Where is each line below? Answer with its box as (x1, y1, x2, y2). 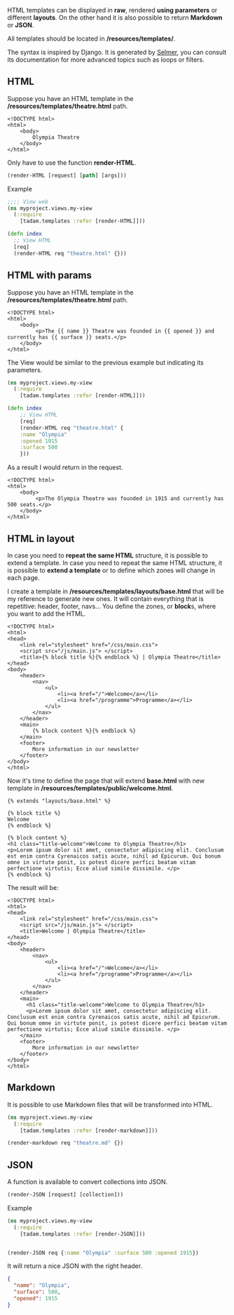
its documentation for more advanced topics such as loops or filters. (7, 55, 205, 64)
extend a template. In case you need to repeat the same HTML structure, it (7, 558, 223, 567)
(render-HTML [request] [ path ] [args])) (7, 172, 128, 179)
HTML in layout (7, 532, 75, 544)
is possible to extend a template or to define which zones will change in (7, 566, 216, 574)
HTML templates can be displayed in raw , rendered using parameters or (7, 6, 218, 14)
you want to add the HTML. (7, 609, 86, 618)
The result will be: (7, 883, 59, 891)
